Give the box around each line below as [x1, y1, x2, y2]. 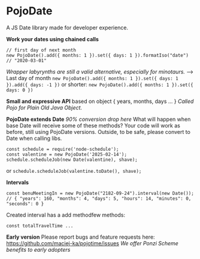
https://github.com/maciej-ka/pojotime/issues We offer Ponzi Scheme [6, 239, 178, 246]
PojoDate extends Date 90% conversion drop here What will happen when [6, 115, 191, 123]
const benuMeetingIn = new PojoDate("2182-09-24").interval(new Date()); [6, 190, 195, 196]
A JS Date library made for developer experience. [6, 24, 129, 31]
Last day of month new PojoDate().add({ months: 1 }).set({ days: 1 [6, 74, 178, 81]
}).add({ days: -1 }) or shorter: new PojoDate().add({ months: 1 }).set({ [6, 81, 193, 88]
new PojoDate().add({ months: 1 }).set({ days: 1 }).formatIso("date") [6, 52, 189, 58]
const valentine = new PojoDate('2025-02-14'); [6, 151, 128, 157]
